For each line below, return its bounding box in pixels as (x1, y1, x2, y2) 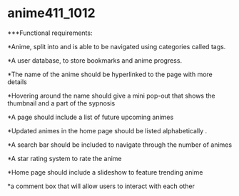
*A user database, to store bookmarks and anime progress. (7, 56, 183, 65)
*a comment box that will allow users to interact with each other (7, 182, 195, 190)
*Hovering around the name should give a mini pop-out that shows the (7, 91, 215, 100)
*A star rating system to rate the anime (7, 154, 122, 163)
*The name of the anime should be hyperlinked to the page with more (7, 70, 213, 78)
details (7, 77, 27, 86)
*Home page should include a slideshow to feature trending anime (7, 167, 203, 176)
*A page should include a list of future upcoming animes (7, 113, 174, 121)
